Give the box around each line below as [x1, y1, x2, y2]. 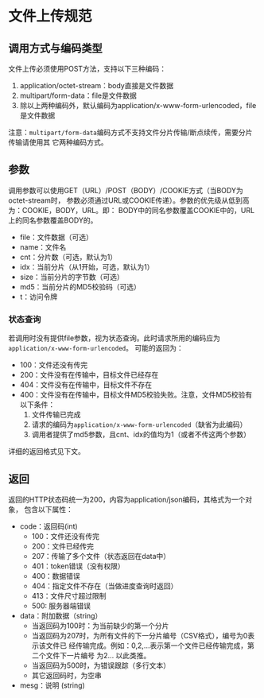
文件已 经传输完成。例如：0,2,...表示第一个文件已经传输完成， [45, 641, 248, 650]
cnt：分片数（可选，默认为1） [19, 252, 118, 262]
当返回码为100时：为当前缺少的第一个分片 [31, 621, 169, 630]
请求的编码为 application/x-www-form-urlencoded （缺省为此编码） [31, 420, 247, 429]
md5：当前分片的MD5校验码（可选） [19, 281, 141, 291]
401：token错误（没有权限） [31, 561, 125, 571]
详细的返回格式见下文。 [8, 447, 85, 456]
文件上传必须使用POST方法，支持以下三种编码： [8, 64, 167, 73]
